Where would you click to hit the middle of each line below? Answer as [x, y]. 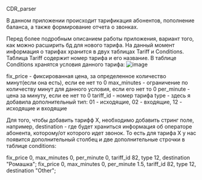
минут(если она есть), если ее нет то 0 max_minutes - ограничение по [97, 82]
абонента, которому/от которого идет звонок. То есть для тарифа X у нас [101, 133]
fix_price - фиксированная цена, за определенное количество [86, 76]
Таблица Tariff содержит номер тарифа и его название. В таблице [91, 58]
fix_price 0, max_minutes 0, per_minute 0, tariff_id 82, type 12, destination [98, 158]
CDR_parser [21, 9]
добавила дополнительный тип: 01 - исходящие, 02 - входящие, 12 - [94, 102]
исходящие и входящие [37, 108]
